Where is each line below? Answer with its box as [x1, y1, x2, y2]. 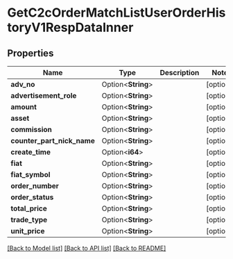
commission [10, 125, 52, 134]
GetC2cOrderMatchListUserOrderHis [7, 5, 226, 21]
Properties [7, 47, 54, 59]
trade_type [10, 215, 48, 224]
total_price [10, 203, 47, 213]
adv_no [10, 80, 35, 89]
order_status [10, 192, 54, 202]
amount [10, 102, 37, 112]
